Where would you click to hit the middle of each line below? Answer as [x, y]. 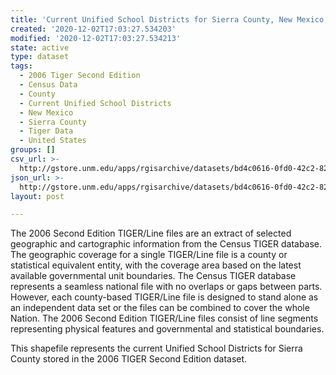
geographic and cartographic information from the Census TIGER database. [166, 244]
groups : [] [33, 150]
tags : [21, 66]
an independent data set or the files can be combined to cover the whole [160, 308]
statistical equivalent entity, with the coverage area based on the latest [156, 265]
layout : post [37, 196]
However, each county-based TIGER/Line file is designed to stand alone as [164, 297]
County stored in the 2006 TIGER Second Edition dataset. [129, 359]
